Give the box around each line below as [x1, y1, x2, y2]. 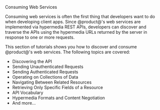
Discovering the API [12, 59, 52, 64]
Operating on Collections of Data [12, 74, 79, 80]
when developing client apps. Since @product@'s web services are [5, 19, 141, 24]
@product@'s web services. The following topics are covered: [5, 49, 130, 55]
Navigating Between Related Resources [12, 79, 92, 85]
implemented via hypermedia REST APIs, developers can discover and [5, 24, 146, 30]
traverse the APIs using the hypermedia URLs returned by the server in [5, 29, 147, 35]
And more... [12, 100, 36, 106]
